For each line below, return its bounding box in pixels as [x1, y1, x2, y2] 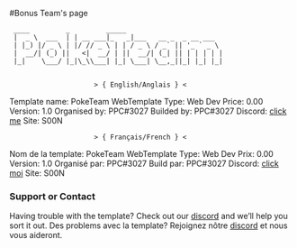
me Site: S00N [9, 115, 63, 125]
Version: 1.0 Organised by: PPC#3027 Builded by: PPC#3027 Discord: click [9, 106, 287, 116]
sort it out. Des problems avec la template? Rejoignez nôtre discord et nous [9, 220, 288, 231]
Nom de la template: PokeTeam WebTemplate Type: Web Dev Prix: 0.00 [9, 149, 274, 159]
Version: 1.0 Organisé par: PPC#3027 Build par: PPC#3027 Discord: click [9, 158, 279, 169]
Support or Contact [9, 189, 96, 202]
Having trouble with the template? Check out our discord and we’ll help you [9, 211, 288, 222]
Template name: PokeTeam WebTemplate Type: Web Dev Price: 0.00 [9, 96, 264, 106]
